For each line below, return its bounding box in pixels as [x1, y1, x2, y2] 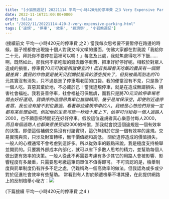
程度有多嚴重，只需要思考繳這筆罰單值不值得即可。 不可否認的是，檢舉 [9, 159, 156, 165]
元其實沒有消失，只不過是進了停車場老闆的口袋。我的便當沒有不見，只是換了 [5, 78, 163, 84]
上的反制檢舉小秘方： [5, 178, 49, 184]
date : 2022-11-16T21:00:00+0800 [5, 12, 73, 17]
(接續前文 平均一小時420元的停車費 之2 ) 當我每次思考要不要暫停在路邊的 [5, 40, 156, 46]
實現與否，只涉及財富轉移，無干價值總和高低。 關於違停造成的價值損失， [9, 134, 160, 140]
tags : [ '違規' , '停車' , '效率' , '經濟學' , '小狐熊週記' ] [5, 26, 116, 31]
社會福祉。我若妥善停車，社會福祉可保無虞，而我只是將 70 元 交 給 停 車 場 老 [9, 90, 160, 96]
